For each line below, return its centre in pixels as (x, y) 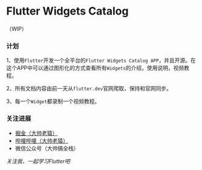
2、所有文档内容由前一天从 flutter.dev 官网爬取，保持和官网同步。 (89, 89)
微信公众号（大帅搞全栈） (47, 148)
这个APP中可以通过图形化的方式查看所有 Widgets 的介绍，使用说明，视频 (95, 68)
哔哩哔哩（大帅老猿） (41, 140)
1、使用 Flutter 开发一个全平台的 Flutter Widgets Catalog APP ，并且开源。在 (101, 60)
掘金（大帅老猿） (36, 133)
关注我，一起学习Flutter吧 (38, 161)
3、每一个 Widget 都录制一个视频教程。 (53, 101)
